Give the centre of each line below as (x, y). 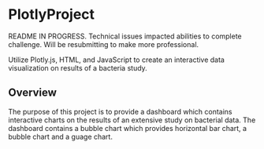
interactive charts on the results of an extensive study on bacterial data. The (132, 120)
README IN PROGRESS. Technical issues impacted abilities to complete (125, 36)
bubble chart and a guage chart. (60, 136)
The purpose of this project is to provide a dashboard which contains (120, 111)
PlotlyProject (52, 15)
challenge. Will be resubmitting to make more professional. (104, 44)
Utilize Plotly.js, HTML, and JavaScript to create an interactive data (116, 60)
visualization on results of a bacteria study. (78, 67)
